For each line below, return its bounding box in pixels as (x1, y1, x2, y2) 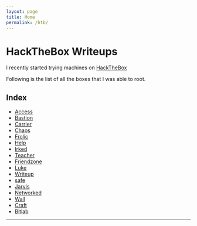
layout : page (6, 8, 38, 15)
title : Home (6, 14, 35, 20)
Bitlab (14, 208, 29, 215)
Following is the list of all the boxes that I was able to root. (6, 76, 146, 83)
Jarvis (14, 183, 30, 190)
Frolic (14, 133, 28, 140)
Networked (14, 189, 42, 197)
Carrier (14, 121, 32, 128)
